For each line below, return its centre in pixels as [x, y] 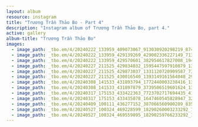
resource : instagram [32, 17]
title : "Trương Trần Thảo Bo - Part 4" [55, 22]
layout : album [24, 11]
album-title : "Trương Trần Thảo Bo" [51, 39]
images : [16, 44]
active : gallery [26, 33]
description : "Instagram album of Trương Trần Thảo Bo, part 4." [88, 28]
